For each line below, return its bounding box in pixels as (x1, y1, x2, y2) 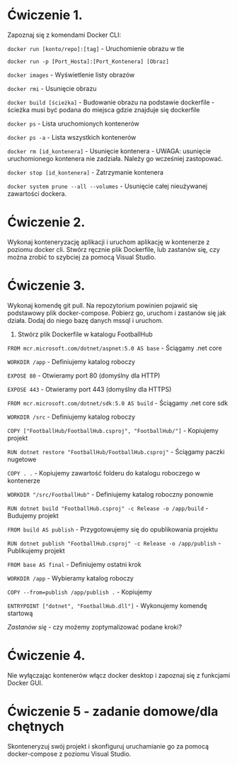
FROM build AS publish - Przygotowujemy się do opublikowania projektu (7, 525, 218, 534)
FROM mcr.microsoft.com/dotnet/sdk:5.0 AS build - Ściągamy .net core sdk (7, 398, 229, 407)
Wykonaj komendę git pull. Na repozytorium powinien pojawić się (7, 301, 198, 309)
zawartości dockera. (7, 189, 67, 198)
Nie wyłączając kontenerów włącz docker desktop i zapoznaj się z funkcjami (7, 671, 231, 679)
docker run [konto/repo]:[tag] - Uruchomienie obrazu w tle (7, 44, 185, 53)
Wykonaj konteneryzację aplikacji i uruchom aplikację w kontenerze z (7, 238, 210, 246)
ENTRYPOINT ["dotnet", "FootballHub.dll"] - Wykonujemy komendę (7, 601, 207, 610)
